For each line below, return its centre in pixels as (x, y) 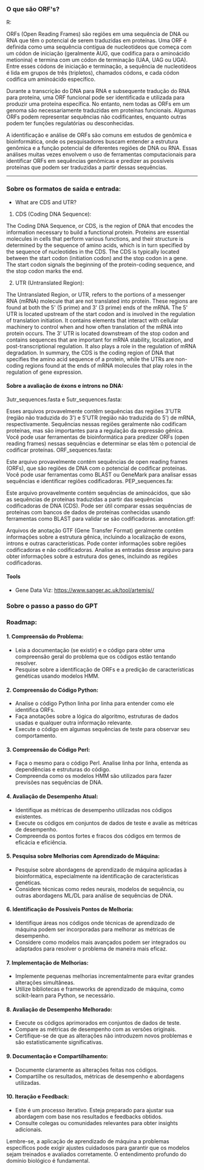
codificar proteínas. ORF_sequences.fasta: (59, 450)
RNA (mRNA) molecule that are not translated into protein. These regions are (102, 301)
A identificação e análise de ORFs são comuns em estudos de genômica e (99, 135)
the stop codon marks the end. (45, 271)
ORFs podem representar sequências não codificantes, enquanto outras (97, 117)
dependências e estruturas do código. (63, 769)
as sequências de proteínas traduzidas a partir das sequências (85, 499)
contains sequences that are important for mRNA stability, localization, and (100, 340)
